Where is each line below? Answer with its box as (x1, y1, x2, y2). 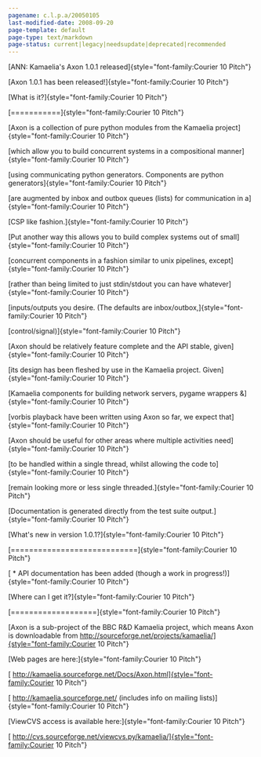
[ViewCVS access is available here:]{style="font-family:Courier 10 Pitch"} (8, 717, 245, 726)
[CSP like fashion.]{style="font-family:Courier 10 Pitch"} (8, 217, 189, 227)
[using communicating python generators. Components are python (8, 170, 224, 180)
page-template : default (8, 26, 86, 34)
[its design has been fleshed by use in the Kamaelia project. (8, 366, 201, 375)
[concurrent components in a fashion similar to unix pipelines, (8, 256, 208, 265)
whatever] (198, 279, 232, 289)
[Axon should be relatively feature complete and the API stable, (8, 342, 212, 351)
